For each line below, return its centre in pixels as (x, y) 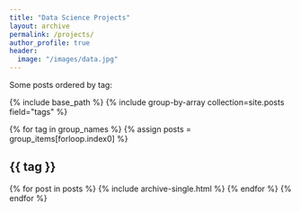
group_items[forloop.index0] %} (69, 139)
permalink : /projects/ (52, 34)
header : (24, 51)
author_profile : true (50, 43)
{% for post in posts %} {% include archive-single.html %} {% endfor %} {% (150, 189)
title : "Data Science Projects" (70, 18)
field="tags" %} (39, 112)
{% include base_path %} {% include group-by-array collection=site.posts (147, 102)
